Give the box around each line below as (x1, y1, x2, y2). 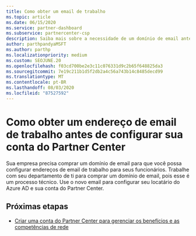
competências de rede (14, 223, 69, 230)
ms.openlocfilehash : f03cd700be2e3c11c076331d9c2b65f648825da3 (6, 63, 163, 69)
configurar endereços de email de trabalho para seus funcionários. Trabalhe (6, 166, 190, 173)
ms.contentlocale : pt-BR (6, 80, 66, 85)
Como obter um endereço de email (6, 115, 177, 129)
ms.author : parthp (6, 47, 51, 53)
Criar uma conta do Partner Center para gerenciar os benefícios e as (14, 217, 180, 224)
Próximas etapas (6, 201, 68, 211)
